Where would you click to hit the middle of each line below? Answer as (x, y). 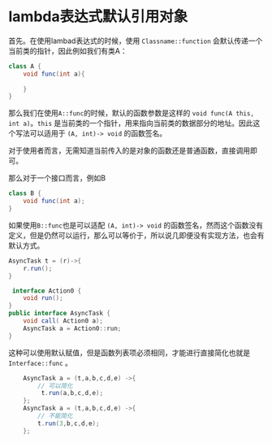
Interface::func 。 (41, 363)
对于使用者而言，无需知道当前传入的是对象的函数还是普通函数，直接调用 (129, 150)
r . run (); (38, 268)
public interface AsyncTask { (60, 314)
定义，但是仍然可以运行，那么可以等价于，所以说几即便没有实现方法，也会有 (136, 235)
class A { (25, 66)
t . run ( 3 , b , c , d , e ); (69, 423)
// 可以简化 (55, 386)
